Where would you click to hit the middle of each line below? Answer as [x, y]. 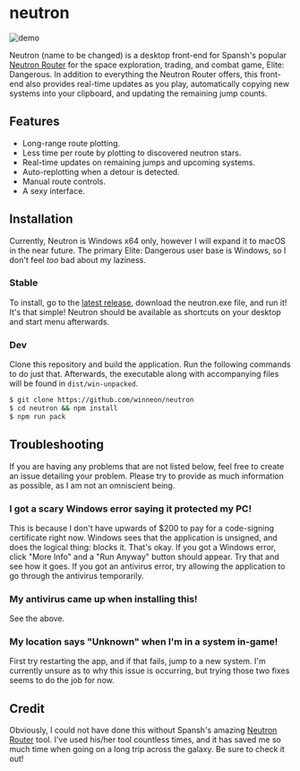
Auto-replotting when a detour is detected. [101, 171]
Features [34, 122]
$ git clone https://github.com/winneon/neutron [102, 400]
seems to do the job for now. [62, 680]
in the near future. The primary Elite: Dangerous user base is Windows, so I [148, 250]
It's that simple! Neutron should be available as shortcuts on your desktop [146, 311]
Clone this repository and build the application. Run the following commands [150, 364]
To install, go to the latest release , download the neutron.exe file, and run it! [148, 302]
